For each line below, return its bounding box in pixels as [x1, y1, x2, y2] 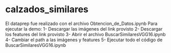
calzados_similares [5, 4, 89, 15]
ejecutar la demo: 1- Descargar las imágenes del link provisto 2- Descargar [5, 25, 163, 32]
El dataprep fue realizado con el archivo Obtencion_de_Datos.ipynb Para [5, 20, 158, 26]
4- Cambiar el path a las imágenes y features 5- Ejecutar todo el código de [5, 37, 163, 43]
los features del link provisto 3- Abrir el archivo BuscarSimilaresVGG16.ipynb [5, 31, 166, 37]
